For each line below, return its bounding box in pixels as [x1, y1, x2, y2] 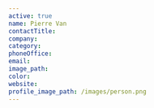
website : [8, 80, 38, 88]
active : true [8, 11, 53, 20]
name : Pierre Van [8, 19, 67, 28]
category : [8, 42, 42, 50]
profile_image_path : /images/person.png [8, 87, 148, 96]
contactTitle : [8, 27, 57, 35]
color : [8, 72, 31, 80]
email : [8, 58, 31, 66]
